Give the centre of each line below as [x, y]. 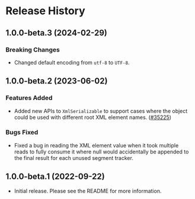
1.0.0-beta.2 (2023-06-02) [57, 81]
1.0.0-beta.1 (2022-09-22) [55, 177]
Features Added [29, 98]
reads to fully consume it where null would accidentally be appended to [101, 152]
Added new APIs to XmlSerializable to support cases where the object [101, 111]
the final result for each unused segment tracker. [74, 158]
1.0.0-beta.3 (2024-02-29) [56, 33]
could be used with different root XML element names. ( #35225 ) [93, 117]
